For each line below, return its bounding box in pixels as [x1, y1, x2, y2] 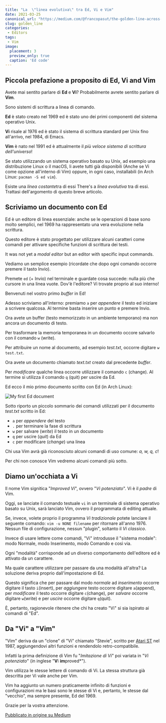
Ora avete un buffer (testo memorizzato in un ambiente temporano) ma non [5, 315, 158, 320]
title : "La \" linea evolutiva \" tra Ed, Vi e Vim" [5, 7, 114, 12]
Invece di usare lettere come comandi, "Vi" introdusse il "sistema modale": [5, 535, 157, 541]
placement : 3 [9, 48, 37, 53]
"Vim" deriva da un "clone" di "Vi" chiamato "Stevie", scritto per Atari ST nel [5, 637, 160, 643]
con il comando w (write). [5, 335, 56, 341]
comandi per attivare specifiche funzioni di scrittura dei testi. [5, 241, 129, 247]
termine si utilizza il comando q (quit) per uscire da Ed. [5, 374, 116, 380]
